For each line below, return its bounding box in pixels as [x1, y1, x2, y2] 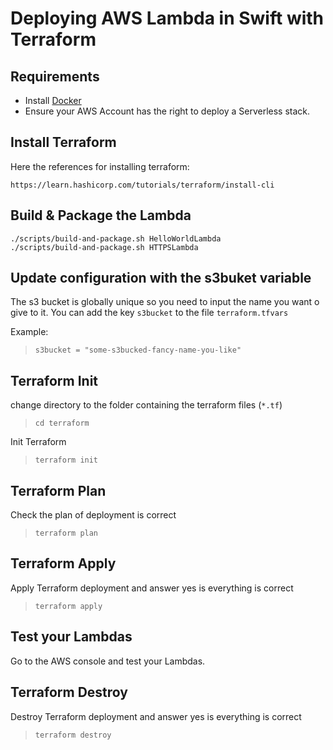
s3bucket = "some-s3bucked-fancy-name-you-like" [34, 345, 242, 356]
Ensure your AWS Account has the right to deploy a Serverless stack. [24, 105, 311, 117]
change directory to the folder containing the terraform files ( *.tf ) [10, 399, 283, 411]
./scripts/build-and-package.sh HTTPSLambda [10, 242, 199, 252]
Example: [10, 326, 49, 338]
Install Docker [24, 95, 82, 106]
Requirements [10, 68, 100, 85]
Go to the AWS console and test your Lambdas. [10, 655, 206, 667]
